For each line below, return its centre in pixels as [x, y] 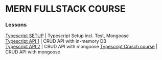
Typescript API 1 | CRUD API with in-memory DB [56, 41]
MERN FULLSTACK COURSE [66, 9]
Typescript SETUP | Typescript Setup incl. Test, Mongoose [67, 36]
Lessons [16, 25]
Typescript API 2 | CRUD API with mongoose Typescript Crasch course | [81, 47]
